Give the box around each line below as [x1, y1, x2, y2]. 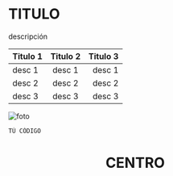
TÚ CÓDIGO [8, 127, 42, 135]
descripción [8, 31, 48, 41]
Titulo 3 [88, 50, 119, 61]
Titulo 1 [12, 50, 43, 61]
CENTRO [105, 154, 165, 172]
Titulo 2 [50, 50, 81, 61]
